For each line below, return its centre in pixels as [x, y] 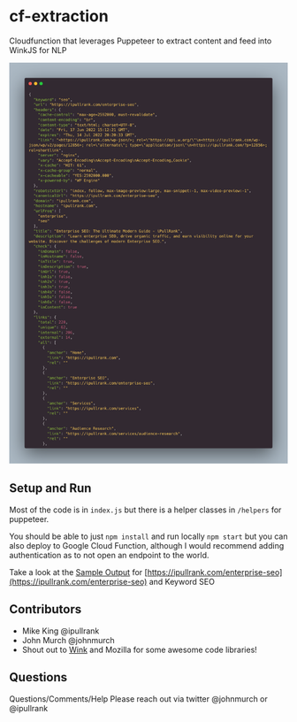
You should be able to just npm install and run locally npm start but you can [148, 536]
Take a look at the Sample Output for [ [78, 572]
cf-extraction [59, 16]
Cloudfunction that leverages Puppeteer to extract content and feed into [141, 41]
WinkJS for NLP [38, 50]
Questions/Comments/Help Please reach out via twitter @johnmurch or [138, 699]
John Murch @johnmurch [68, 640]
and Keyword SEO [182, 581]
